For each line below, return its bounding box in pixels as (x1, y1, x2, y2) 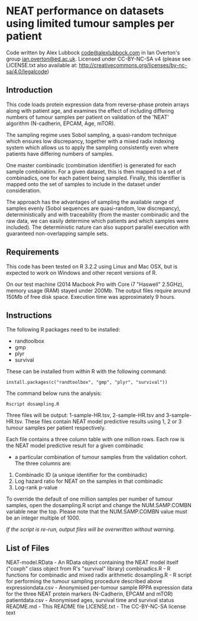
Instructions (6, 310, 52, 320)
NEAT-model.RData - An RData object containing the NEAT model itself (6, 559, 178, 566)
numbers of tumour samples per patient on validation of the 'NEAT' (6, 113, 170, 120)
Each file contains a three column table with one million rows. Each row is (6, 436, 185, 443)
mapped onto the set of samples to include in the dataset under (6, 180, 161, 187)
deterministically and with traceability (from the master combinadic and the (6, 211, 189, 218)
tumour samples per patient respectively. (6, 424, 106, 431)
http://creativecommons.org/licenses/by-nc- (79, 61, 187, 69)
